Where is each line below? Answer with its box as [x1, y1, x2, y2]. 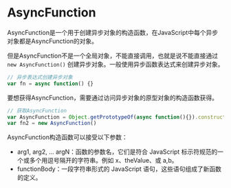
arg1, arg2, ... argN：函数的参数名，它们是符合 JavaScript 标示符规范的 [16, 148, 218, 156]
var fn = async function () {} [7, 80, 94, 87]
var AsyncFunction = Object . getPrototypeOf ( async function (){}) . [7, 113, 198, 121]
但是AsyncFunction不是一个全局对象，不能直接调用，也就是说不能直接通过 [7, 51, 219, 60]
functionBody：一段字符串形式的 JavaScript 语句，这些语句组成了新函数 [16, 165, 222, 173]
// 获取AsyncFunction [7, 107, 67, 114]
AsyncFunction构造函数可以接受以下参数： [7, 133, 129, 141]
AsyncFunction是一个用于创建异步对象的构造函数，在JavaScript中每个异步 [7, 28, 219, 36]
